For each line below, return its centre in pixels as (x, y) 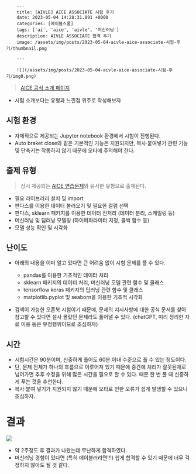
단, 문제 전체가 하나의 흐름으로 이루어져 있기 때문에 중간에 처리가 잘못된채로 (100, 367)
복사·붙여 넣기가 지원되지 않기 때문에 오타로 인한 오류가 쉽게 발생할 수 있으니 (101, 389)
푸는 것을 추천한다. (42, 382)
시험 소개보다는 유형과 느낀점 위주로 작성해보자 (68, 100)
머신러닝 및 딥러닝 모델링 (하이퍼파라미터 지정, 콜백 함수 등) (82, 220)
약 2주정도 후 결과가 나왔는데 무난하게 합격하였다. (71, 451)
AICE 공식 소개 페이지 (45, 88)
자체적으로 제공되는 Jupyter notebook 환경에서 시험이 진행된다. (87, 136)
